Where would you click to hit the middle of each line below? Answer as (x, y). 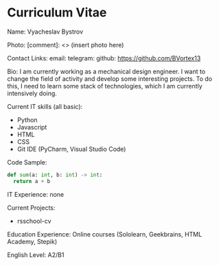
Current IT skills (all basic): (45, 106)
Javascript (32, 127)
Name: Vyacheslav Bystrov (45, 32)
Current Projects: (31, 208)
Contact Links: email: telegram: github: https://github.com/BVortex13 (104, 58)
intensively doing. (32, 93)
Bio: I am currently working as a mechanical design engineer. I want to (106, 71)
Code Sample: (27, 162)
